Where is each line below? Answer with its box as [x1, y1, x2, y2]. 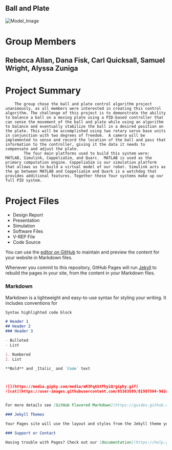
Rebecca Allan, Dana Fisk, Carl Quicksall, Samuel [5, 56, 165, 65]
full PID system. [5, 178, 42, 183]
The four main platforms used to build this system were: [24, 151, 150, 156]
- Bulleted [5, 338, 29, 343]
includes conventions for [5, 300, 58, 306]
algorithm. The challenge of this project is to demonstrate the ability [5, 110, 166, 116]
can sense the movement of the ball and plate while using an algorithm [5, 120, 164, 125]
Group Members [5, 36, 76, 47]
